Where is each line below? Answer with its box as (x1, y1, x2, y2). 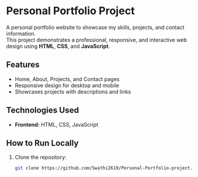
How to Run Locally (6, 138, 79, 148)
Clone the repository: (14, 154, 67, 161)
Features (6, 60, 40, 70)
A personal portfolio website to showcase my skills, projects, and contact (6, 24, 185, 31)
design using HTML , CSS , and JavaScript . (6, 43, 110, 50)
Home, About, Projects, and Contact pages (14, 75, 120, 82)
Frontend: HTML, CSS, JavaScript (14, 121, 99, 128)
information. (6, 30, 36, 37)
